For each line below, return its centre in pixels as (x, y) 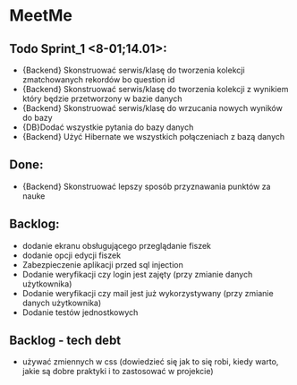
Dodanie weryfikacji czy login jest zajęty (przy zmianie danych (137, 274)
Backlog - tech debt (65, 341)
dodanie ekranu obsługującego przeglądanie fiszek (117, 245)
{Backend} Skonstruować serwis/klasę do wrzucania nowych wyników (153, 108)
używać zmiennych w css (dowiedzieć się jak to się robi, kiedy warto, (150, 362)
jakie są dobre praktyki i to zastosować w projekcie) (118, 372)
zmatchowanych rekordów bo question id (98, 80)
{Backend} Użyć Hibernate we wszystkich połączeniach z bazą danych (153, 137)
